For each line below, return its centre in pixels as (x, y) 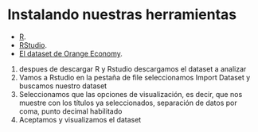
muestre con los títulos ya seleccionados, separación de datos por (128, 103)
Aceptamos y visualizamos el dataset (80, 119)
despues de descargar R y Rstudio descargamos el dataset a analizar (133, 68)
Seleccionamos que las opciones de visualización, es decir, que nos (131, 94)
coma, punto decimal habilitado (70, 111)
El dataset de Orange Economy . (70, 53)
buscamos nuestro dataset (63, 86)
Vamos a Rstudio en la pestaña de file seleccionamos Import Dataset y (135, 77)
